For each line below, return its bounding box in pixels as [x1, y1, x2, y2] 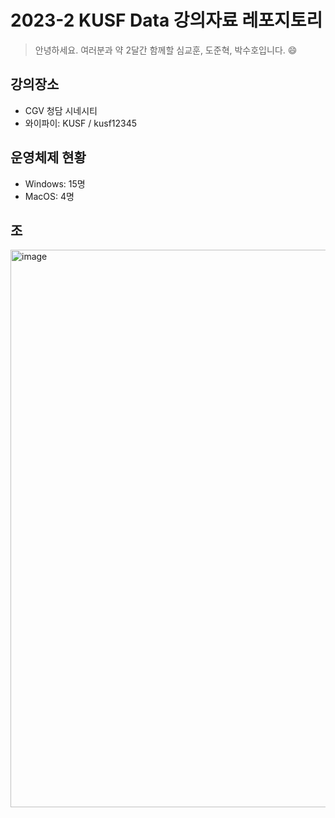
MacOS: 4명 [24, 190, 75, 202]
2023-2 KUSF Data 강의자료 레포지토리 [10, 9, 323, 32]
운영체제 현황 [10, 149, 87, 166]
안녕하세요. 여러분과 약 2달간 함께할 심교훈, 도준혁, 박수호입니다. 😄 [34, 44, 298, 56]
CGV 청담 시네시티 [24, 104, 98, 116]
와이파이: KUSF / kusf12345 [24, 117, 138, 129]
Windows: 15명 [24, 177, 86, 190]
